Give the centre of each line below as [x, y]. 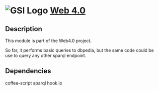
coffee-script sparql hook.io [34, 83]
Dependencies [28, 71]
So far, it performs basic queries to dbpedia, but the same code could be [79, 50]
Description [24, 29]
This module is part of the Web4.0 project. [48, 41]
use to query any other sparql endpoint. [46, 55]
